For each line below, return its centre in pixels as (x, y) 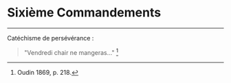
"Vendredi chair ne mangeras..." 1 (71, 51)
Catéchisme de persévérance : (51, 38)
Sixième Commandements (84, 13)
